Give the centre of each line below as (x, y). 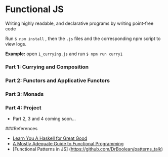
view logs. (16, 44)
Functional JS (35, 9)
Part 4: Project (23, 107)
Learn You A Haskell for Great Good (50, 138)
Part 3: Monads (25, 94)
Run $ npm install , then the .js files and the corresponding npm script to (83, 38)
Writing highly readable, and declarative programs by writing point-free (79, 23)
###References (22, 128)
